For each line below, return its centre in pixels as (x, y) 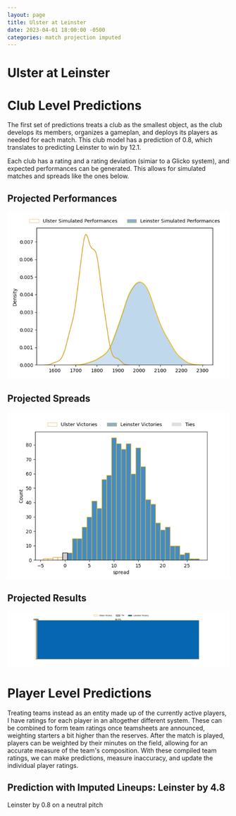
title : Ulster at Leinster (47, 22)
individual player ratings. (43, 765)
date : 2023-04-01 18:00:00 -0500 (56, 30)
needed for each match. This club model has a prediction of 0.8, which (110, 140)
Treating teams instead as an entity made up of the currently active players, (117, 713)
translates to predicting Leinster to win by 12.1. (74, 148)
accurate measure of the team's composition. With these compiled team (112, 750)
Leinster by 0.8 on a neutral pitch (55, 805)
